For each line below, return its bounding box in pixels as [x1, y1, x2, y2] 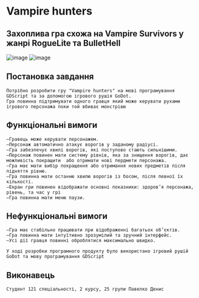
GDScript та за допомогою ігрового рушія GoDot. [6, 93, 132, 99]
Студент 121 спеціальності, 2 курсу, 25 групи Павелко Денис [6, 286, 164, 293]
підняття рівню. [6, 168, 47, 174]
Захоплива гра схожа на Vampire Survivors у [6, 29, 184, 39]
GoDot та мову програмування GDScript [6, 254, 104, 260]
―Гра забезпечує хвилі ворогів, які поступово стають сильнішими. [6, 147, 178, 153]
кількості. [6, 178, 34, 185]
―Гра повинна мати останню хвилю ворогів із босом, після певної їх [6, 173, 183, 180]
